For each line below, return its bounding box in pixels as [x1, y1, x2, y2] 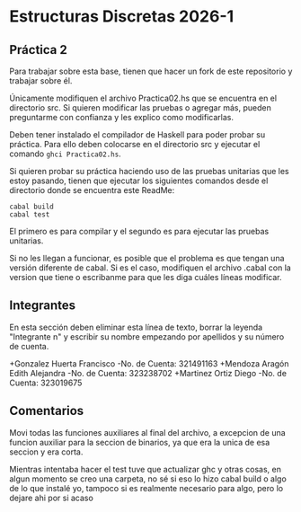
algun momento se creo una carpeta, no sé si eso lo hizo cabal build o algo [9, 473, 288, 484]
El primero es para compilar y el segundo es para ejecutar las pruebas [9, 226, 270, 236]
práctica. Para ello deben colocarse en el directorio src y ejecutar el [9, 139, 261, 149]
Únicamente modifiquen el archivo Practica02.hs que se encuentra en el [9, 93, 277, 103]
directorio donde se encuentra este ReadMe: [9, 185, 175, 195]
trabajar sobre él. [9, 75, 73, 86]
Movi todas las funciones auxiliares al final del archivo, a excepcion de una [9, 427, 286, 437]
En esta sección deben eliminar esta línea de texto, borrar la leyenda [9, 322, 263, 332]
